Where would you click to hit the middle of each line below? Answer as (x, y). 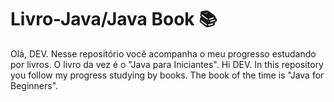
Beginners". (34, 85)
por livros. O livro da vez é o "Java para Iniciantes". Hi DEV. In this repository (167, 64)
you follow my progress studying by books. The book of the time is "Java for (167, 75)
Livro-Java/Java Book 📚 (114, 19)
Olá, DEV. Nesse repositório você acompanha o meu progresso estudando (163, 53)
